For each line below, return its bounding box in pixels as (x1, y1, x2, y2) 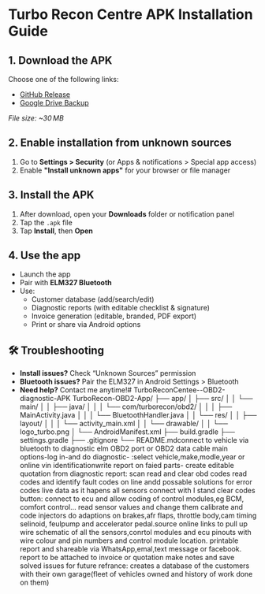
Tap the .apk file (19, 217, 73, 227)
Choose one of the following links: (8, 75, 119, 84)
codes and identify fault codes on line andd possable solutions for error (19, 477, 252, 487)
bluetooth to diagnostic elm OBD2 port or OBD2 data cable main (19, 444, 229, 454)
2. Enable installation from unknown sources (8, 136, 233, 150)
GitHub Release (19, 90, 71, 99)
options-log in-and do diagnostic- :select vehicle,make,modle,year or (19, 452, 245, 462)
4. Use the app (8, 249, 81, 262)
